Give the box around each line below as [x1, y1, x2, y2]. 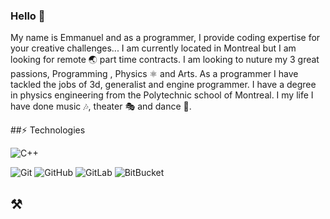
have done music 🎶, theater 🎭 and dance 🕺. [10, 100, 192, 113]
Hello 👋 [10, 9, 46, 23]
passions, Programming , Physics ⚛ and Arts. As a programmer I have [10, 68, 299, 80]
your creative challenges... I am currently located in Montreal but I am [10, 42, 297, 54]
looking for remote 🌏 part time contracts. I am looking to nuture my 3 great [10, 54, 320, 66]
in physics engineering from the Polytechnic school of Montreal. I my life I [10, 89, 314, 101]
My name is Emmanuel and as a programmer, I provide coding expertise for [10, 32, 321, 44]
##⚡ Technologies [10, 124, 86, 136]
